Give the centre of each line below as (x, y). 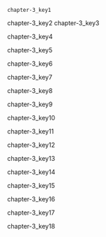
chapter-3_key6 (30, 64)
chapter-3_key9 (30, 104)
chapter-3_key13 (31, 158)
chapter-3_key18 (31, 226)
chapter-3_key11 (31, 131)
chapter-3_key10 (31, 118)
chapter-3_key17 (31, 213)
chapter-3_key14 (31, 172)
